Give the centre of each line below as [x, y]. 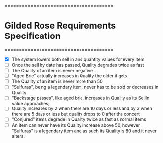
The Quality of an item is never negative [52, 71]
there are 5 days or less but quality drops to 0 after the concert [76, 114]
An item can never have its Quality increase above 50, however [76, 125]
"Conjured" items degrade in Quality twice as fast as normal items [79, 119]
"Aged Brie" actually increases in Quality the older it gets [69, 76]
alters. [18, 136]
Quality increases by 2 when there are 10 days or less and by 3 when [82, 108]
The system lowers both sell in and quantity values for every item [78, 59]
